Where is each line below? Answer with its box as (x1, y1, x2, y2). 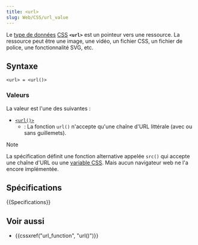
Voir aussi (6, 216, 45, 226)
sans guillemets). (23, 129, 67, 136)
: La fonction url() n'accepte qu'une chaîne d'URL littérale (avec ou (23, 123, 193, 130)
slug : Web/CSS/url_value (6, 14, 69, 20)
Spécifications (6, 183, 62, 193)
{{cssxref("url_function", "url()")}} (14, 232, 99, 240)
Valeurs (6, 91, 29, 99)
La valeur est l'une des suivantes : (6, 105, 91, 112)
